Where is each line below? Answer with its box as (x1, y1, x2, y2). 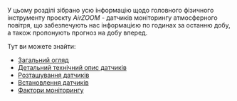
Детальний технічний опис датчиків (17, 64, 127, 71)
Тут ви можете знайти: (7, 42, 76, 50)
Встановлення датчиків (17, 78, 89, 87)
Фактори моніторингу (17, 86, 84, 94)
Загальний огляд (17, 56, 69, 64)
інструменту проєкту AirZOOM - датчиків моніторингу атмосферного (7, 13, 218, 22)
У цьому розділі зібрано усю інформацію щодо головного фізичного (7, 6, 214, 14)
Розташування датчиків (17, 71, 90, 79)
